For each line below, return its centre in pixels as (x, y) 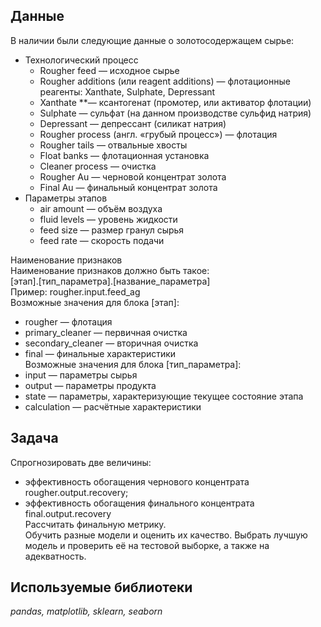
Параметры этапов (66, 198)
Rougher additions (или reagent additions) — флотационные (165, 81)
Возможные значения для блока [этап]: (95, 302)
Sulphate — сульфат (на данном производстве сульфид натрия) (175, 113)
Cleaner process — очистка (98, 166)
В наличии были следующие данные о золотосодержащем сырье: (152, 40)
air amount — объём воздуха (101, 208)
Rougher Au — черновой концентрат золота (133, 176)
